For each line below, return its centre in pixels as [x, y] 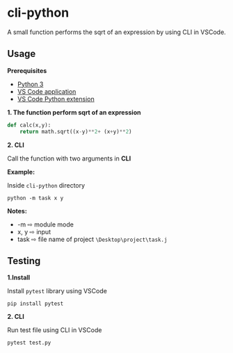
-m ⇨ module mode [46, 224]
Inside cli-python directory [46, 185]
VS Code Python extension [56, 99]
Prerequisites [27, 70]
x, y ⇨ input [34, 231]
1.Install [19, 278]
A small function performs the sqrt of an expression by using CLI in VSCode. [116, 32]
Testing [24, 261]
